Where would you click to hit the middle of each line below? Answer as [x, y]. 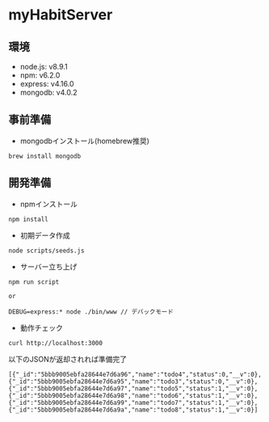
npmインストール [49, 204]
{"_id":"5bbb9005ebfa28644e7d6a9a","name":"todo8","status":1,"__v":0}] [133, 410]
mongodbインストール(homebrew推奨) [84, 141]
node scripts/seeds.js [46, 251]
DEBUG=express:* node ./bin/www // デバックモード [91, 312]
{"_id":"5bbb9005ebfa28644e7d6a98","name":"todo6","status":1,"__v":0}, [133, 395]
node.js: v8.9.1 [44, 67]
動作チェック [41, 327]
